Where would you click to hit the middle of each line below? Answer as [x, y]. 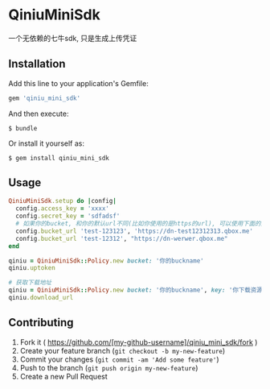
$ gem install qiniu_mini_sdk [59, 158]
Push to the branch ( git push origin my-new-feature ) [109, 367]
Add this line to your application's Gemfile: [78, 83]
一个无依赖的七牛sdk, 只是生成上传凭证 [73, 38]
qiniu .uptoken [32, 268]
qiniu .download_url [41, 298]
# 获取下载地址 [30, 283]
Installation [37, 64]
